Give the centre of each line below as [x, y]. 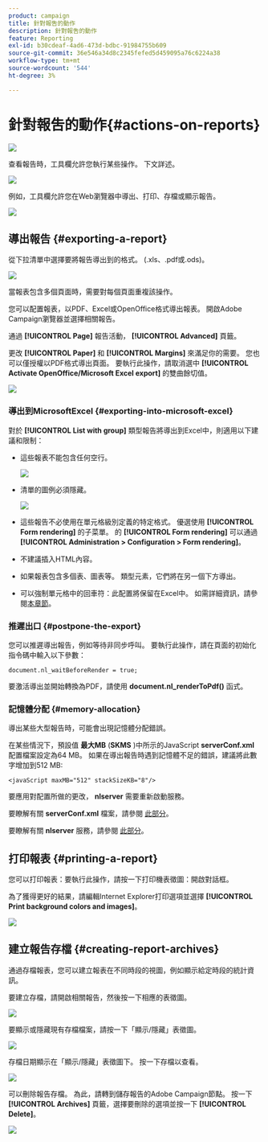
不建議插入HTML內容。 [58, 559]
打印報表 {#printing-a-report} [83, 859]
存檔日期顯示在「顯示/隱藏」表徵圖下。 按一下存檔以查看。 [106, 1062]
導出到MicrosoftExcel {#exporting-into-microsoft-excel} [121, 411]
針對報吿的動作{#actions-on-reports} [134, 125]
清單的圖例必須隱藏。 [55, 489]
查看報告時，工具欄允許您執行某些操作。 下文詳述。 [93, 164]
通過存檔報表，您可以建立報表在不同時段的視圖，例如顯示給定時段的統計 [128, 970]
